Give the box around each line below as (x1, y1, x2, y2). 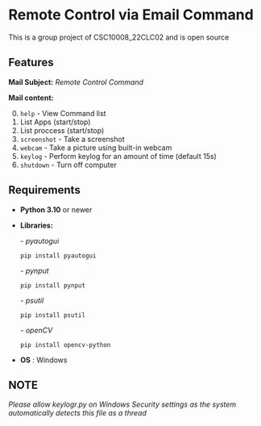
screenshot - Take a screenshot (19, 134, 125, 144)
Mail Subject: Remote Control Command (8, 77, 143, 86)
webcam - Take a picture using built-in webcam (19, 143, 172, 152)
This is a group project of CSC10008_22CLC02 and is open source (8, 32, 230, 42)
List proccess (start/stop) (19, 125, 105, 135)
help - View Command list (19, 108, 106, 118)
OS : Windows (19, 355, 68, 365)
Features (8, 56, 54, 69)
